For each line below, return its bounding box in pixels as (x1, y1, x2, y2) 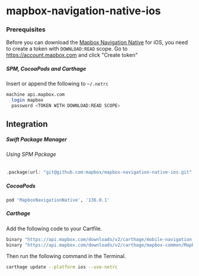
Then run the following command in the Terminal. (6, 253, 126, 260)
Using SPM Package (6, 150, 56, 158)
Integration (6, 119, 49, 129)
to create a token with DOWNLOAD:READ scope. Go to (6, 45, 128, 52)
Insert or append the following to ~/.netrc (6, 80, 108, 87)
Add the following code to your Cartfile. (6, 225, 102, 232)
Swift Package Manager (6, 136, 67, 143)
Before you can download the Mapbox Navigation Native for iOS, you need (6, 39, 188, 46)
